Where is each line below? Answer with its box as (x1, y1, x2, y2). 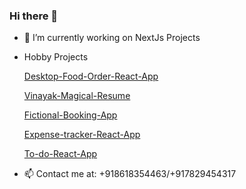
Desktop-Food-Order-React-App (23, 70, 159, 83)
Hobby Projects (23, 51, 89, 63)
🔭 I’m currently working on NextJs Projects (23, 32, 201, 44)
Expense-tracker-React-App (23, 129, 141, 141)
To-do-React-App (23, 148, 98, 160)
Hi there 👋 (9, 9, 59, 23)
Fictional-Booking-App (23, 109, 118, 121)
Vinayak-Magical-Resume (23, 90, 131, 102)
